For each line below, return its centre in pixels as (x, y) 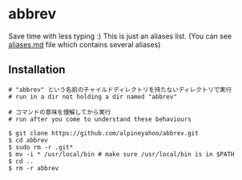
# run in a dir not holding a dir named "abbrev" (93, 97)
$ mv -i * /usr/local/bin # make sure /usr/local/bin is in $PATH (121, 154)
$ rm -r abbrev (34, 168)
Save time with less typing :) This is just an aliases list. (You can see (120, 36)
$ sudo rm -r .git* (41, 147)
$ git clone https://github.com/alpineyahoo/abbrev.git (103, 133)
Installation (37, 70)
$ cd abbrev (28, 140)
